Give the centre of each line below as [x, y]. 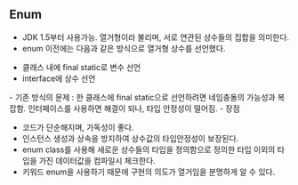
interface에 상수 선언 [59, 78]
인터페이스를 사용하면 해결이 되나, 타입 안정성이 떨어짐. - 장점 [134, 108]
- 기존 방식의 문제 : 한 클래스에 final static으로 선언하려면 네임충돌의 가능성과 [142, 97]
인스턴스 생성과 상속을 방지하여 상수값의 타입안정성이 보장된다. [130, 138]
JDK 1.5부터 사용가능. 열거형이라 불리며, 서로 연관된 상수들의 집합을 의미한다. [156, 37]
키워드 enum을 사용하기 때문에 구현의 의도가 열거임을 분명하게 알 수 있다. [149, 172]
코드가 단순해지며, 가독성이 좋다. [78, 127]
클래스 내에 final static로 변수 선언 [81, 67]
